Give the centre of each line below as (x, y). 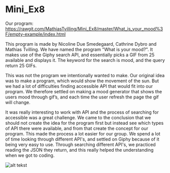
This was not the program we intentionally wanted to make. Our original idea (85, 75)
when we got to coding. (30, 155)
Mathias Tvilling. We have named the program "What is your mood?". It (79, 49)
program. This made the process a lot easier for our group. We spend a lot (83, 133)
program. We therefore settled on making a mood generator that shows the (84, 91)
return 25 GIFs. (21, 65)
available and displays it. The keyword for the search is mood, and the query (85, 60)
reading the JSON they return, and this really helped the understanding (79, 150)
